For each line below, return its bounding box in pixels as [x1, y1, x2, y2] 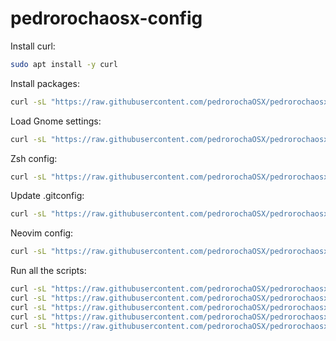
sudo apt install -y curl [10, 59, 118, 69]
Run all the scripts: [10, 265, 87, 277]
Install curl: [10, 40, 56, 52]
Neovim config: [10, 227, 74, 239]
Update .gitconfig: [10, 190, 85, 202]
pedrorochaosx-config [10, 7, 203, 30]
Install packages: [10, 77, 80, 89]
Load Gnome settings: [10, 115, 102, 127]
